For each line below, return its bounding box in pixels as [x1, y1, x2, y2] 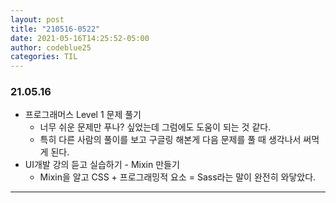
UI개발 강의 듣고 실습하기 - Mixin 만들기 [24, 159, 180, 171]
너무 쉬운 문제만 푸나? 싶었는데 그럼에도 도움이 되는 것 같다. [39, 121, 272, 133]
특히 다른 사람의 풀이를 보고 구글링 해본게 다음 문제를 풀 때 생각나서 [39, 134, 302, 146]
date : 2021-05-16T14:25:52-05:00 [10, 33, 150, 43]
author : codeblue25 [10, 42, 92, 53]
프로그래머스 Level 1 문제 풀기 [24, 109, 142, 121]
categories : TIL [10, 52, 78, 62]
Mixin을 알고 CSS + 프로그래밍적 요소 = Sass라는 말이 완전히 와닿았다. [39, 171, 317, 183]
